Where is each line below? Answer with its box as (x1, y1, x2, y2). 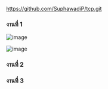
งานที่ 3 (6, 76, 24, 85)
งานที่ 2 (6, 60, 24, 69)
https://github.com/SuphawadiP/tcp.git (6, 5, 102, 12)
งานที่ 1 (6, 20, 23, 28)
